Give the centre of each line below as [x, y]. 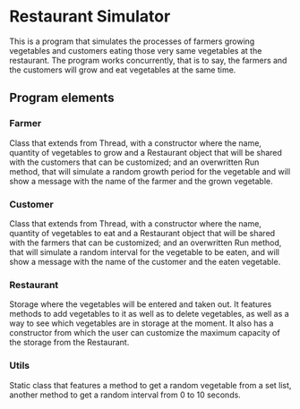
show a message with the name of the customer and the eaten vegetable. [145, 261]
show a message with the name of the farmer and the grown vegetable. [141, 181]
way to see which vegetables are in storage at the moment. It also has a [141, 323]
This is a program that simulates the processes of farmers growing [132, 41]
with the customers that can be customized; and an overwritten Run [134, 162]
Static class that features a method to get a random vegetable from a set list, [150, 385]
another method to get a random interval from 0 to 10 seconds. [125, 395]
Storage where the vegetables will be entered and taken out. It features [141, 304]
